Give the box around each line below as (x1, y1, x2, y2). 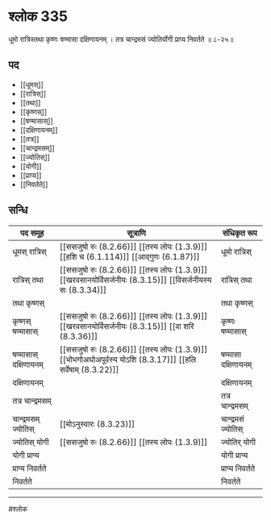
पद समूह (19, 227, 44, 239)
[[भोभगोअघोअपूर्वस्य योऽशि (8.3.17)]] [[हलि (59, 354, 197, 365)
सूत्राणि (127, 227, 147, 239)
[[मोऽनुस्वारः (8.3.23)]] (59, 418, 135, 430)
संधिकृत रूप (222, 227, 258, 239)
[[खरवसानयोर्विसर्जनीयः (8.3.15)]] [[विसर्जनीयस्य (59, 274, 212, 285)
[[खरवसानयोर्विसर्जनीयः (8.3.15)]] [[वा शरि (59, 320, 194, 331)
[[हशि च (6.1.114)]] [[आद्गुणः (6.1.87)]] (59, 251, 200, 262)
